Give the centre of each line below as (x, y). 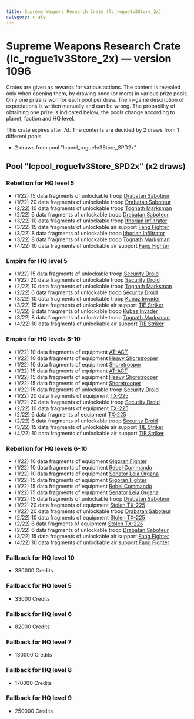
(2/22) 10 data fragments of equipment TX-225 (71, 408)
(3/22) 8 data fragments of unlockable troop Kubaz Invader (86, 311)
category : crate (26, 17)
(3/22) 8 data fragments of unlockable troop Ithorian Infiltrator (90, 234)
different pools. (24, 137)
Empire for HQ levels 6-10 (43, 339)
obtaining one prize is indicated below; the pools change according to (91, 112)
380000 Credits (34, 571)
